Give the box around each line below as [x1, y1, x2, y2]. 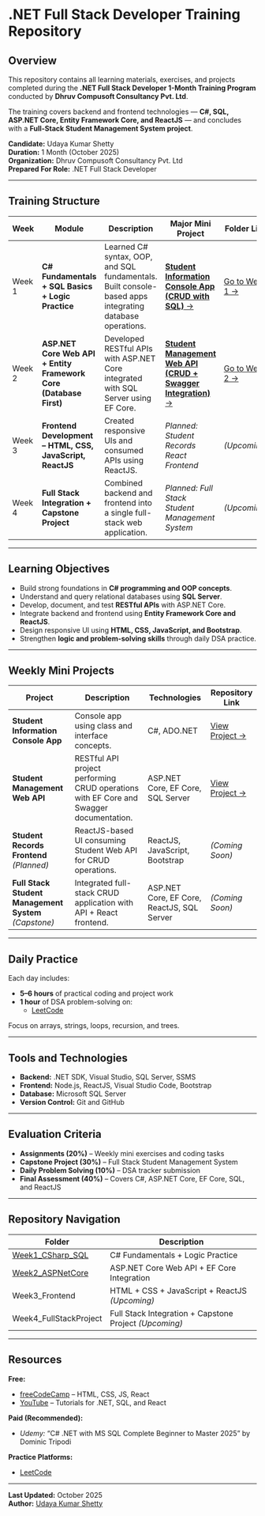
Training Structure [8, 195, 100, 208]
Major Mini [170, 217, 211, 229]
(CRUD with [165, 290, 211, 301]
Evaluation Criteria [8, 1128, 102, 1141]
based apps [103, 290, 148, 301]
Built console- [103, 281, 158, 292]
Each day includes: [8, 973, 70, 983]
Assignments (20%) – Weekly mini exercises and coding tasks [19, 1148, 225, 1158]
